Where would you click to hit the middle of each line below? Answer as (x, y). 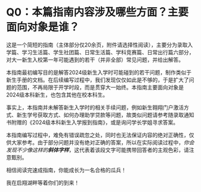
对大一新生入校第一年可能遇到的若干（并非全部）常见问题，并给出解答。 (95, 60)
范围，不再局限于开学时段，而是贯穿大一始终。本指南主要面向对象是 (100, 87)
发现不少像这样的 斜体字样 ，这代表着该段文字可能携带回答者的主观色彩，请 (98, 150)
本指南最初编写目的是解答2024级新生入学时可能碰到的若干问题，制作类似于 (99, 72)
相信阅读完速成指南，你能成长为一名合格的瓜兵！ (66, 170)
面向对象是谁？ (43, 27)
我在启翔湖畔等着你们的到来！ (43, 182)
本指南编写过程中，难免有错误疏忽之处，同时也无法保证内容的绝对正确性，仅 (100, 135)
